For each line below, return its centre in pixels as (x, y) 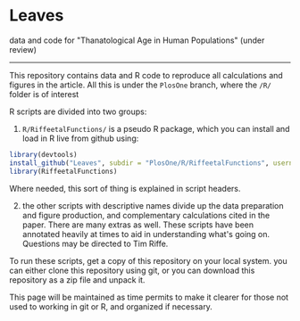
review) (23, 49)
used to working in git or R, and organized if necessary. (111, 306)
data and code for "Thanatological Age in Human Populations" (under (137, 40)
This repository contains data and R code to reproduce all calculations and (146, 75)
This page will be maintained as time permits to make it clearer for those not (149, 297)
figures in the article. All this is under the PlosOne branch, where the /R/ (141, 85)
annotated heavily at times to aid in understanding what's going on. (146, 234)
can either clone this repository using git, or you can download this (132, 270)
